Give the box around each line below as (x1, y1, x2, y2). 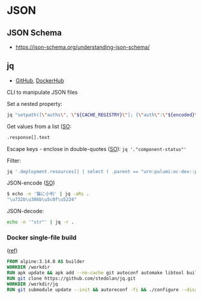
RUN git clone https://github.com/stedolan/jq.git (7, 275, 136, 282)
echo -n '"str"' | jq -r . (7, 219, 74, 226)
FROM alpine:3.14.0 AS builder (7, 259, 85, 265)
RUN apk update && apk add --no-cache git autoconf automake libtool (7, 270, 185, 276)
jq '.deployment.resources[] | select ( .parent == (7, 168, 138, 174)
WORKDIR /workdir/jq (7, 281, 59, 287)
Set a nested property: (7, 100, 62, 107)
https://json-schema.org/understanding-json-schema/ (15, 43, 150, 51)
